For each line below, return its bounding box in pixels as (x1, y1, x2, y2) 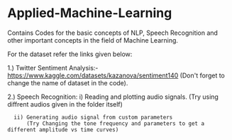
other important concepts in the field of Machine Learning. (7, 36, 179, 44)
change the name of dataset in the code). (7, 78, 128, 87)
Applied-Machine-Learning (7, 5, 172, 21)
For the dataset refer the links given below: (7, 50, 133, 58)
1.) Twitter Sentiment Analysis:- (7, 63, 99, 72)
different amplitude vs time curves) (7, 126, 119, 133)
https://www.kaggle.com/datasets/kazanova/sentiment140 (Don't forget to (7, 71, 225, 80)
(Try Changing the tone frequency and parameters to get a (26, 119, 204, 127)
